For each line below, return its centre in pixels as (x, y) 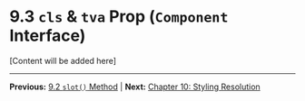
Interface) (48, 36)
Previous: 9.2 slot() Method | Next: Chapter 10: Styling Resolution (135, 87)
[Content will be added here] (63, 60)
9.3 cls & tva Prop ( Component (119, 17)
